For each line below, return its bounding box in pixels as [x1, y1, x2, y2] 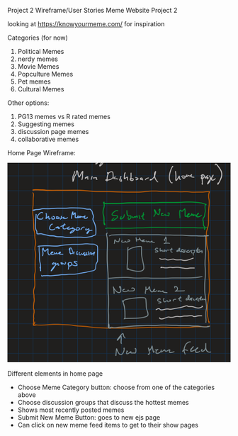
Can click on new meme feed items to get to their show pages [17, 421, 198, 430]
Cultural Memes [17, 85, 64, 93]
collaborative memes [17, 135, 79, 143]
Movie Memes [17, 62, 59, 70]
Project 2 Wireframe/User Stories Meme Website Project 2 [7, 6, 178, 14]
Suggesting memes [17, 120, 74, 128]
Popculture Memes [17, 70, 74, 78]
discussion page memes [17, 128, 89, 135]
